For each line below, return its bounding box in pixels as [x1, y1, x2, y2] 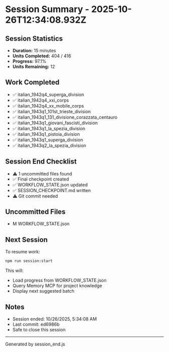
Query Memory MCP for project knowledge [12, 283, 102, 289]
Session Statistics [5, 34, 63, 43]
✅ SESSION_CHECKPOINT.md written [12, 187, 91, 193]
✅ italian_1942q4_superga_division [12, 92, 84, 98]
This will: [5, 268, 24, 274]
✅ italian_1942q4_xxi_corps [12, 97, 69, 103]
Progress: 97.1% [12, 58, 47, 64]
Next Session [5, 235, 48, 244]
